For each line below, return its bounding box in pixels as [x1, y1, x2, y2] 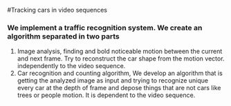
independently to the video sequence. [17, 62, 126, 70]
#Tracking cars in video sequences [7, 6, 108, 14]
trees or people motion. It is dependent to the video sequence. [17, 91, 196, 99]
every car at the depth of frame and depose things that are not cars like [17, 84, 221, 92]
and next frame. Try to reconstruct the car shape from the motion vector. [17, 54, 225, 63]
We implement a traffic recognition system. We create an [7, 23, 203, 32]
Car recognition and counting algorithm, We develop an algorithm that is [17, 69, 223, 78]
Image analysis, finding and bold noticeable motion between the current [17, 47, 223, 56]
